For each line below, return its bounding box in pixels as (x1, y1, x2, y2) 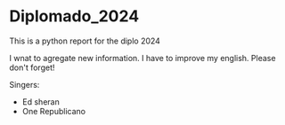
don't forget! (9, 62, 55, 73)
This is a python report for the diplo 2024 (9, 35, 160, 46)
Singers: (9, 79, 40, 90)
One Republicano (21, 105, 86, 116)
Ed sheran (21, 96, 60, 107)
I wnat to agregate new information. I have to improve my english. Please (9, 52, 276, 63)
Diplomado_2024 (9, 6, 140, 27)
